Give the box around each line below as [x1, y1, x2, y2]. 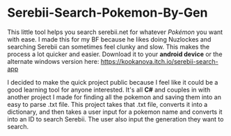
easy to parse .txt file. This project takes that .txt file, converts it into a [7, 100, 208, 108]
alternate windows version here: [7, 57, 99, 65]
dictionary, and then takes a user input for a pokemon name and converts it [7, 108, 223, 116]
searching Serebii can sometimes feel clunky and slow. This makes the [7, 42, 210, 51]
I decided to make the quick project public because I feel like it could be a [7, 78, 218, 86]
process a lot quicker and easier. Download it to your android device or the [7, 50, 223, 58]
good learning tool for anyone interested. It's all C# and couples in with [7, 85, 211, 94]
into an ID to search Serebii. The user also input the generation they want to [7, 114, 224, 123]
